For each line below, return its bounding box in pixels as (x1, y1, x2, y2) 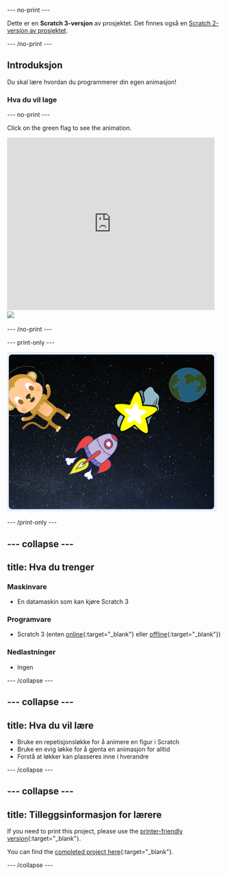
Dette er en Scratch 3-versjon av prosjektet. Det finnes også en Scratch (7, 19, 211, 27)
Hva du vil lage (7, 95, 57, 104)
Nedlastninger (7, 647, 56, 657)
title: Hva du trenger (7, 561, 94, 573)
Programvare (7, 614, 51, 624)
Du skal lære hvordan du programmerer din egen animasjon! (7, 78, 176, 86)
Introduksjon (7, 60, 63, 71)
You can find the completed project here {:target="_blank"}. (7, 848, 174, 856)
